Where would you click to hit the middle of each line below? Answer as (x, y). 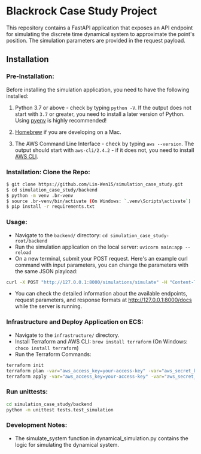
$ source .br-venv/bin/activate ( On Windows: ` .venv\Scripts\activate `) (99, 201)
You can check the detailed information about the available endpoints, (101, 294)
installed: (17, 96)
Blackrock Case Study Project (82, 11)
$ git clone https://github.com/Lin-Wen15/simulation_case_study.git (95, 184)
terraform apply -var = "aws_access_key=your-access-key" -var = (85, 377)
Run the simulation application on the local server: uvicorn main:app (99, 247)
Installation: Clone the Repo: (48, 172)
